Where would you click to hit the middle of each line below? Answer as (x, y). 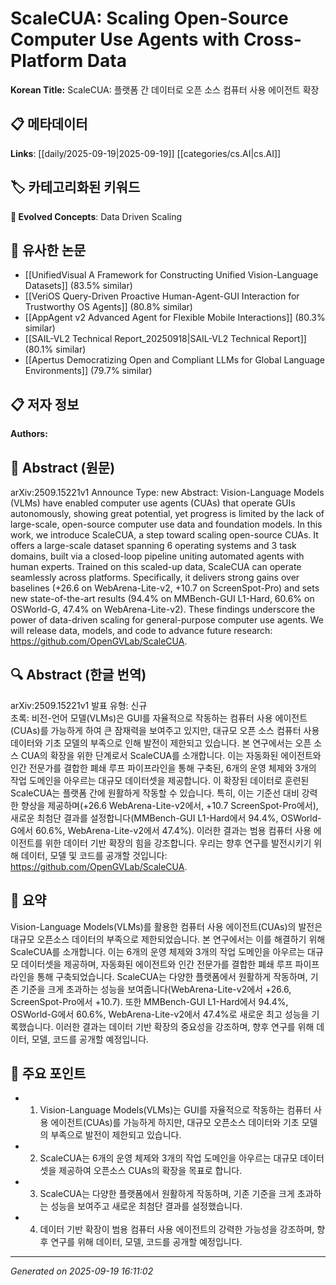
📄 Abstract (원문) (63, 467)
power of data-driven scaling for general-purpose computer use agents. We (167, 620)
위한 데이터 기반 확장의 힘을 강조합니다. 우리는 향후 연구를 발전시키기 (178, 843)
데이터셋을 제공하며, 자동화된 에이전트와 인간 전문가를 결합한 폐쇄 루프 (156, 964)
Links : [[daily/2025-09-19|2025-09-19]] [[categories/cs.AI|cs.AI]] (146, 153)
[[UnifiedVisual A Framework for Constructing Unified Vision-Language (171, 275)
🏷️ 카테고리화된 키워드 (75, 187)
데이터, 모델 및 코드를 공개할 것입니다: (94, 855)
